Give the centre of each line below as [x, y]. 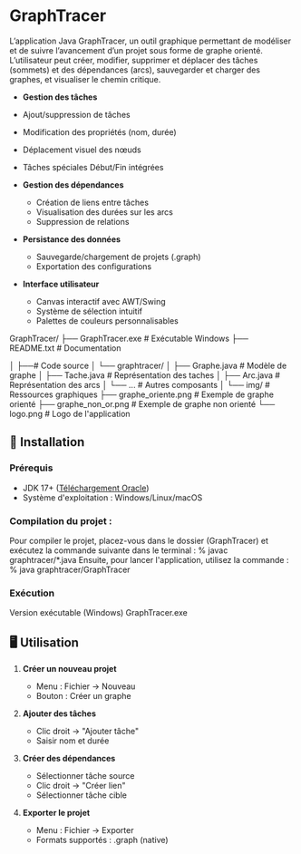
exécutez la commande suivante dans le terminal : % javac [119, 550]
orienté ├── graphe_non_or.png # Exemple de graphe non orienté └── [142, 403]
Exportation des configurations [94, 266]
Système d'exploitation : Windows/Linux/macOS [112, 497]
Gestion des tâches [60, 97]
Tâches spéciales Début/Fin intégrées [93, 167]
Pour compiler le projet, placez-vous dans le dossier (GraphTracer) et [139, 540]
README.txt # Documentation [65, 348]
